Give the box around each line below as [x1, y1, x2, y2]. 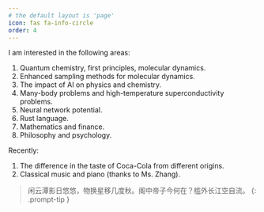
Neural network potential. [19, 105, 103, 115]
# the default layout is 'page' [8, 11, 115, 20]
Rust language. [19, 114, 70, 123]
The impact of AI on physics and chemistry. [19, 80, 162, 89]
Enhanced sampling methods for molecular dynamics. [19, 72, 195, 81]
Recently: [8, 146, 40, 155]
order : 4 [8, 26, 37, 34]
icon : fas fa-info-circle [8, 19, 93, 27]
